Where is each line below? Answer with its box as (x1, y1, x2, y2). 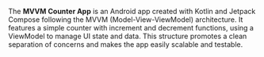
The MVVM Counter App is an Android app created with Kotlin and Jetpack (8, 7, 256, 16)
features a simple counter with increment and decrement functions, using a (8, 23, 254, 32)
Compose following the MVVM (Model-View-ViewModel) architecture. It (8, 15, 243, 24)
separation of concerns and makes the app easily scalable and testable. (8, 40, 243, 49)
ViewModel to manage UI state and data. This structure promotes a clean (8, 31, 247, 41)
